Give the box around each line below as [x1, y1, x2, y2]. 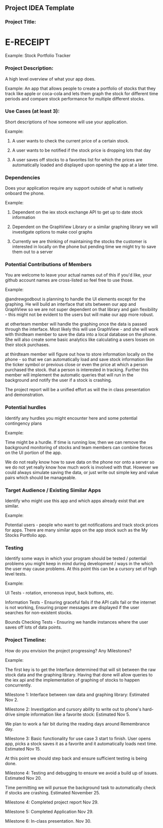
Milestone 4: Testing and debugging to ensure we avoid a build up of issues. [5, 770, 158, 776]
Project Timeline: [5, 636, 46, 643]
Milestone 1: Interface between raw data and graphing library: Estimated [5, 691, 149, 697]
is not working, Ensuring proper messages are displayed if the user [5, 605, 140, 611]
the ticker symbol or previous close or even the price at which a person [5, 362, 148, 368]
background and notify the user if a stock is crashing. [5, 377, 112, 383]
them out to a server [12, 249, 53, 255]
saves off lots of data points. [5, 624, 62, 631]
